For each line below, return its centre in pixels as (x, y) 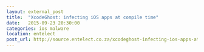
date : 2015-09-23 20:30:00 (43, 23)
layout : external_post (35, 12)
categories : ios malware (38, 28)
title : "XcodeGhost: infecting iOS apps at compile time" (83, 17)
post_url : (19, 39)
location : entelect (31, 34)
